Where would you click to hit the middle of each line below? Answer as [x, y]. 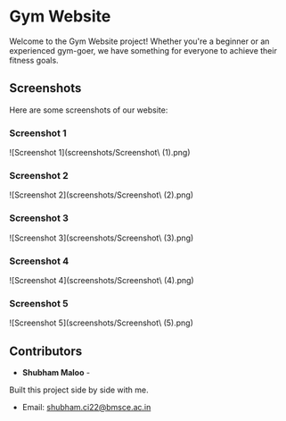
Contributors [46, 351]
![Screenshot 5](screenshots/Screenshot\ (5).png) [101, 323]
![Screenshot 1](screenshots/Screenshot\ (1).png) [100, 153]
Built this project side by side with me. [79, 390]
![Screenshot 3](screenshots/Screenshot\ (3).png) [102, 238]
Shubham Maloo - [56, 373]
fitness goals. [34, 60]
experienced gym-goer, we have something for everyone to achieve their [143, 50]
